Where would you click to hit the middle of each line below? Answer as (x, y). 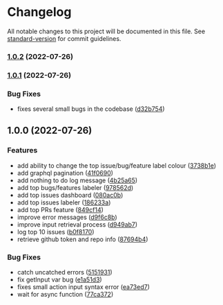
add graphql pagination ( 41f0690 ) (65, 173)
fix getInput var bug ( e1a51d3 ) (59, 280)
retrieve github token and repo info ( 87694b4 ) (83, 239)
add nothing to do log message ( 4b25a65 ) (77, 180)
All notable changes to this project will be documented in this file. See (106, 31)
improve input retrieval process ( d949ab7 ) (77, 224)
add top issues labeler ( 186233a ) (64, 202)
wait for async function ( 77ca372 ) (65, 295)
